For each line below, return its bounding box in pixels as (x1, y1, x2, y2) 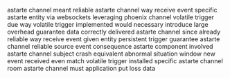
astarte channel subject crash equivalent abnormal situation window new (7, 49, 216, 58)
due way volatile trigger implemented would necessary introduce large (7, 21, 209, 28)
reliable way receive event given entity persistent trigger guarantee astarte (7, 35, 220, 43)
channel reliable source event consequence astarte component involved (7, 43, 213, 50)
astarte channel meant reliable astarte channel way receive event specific (7, 6, 218, 14)
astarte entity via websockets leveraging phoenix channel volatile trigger (7, 13, 215, 21)
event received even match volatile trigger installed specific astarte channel (7, 57, 223, 65)
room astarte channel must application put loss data (7, 65, 156, 72)
